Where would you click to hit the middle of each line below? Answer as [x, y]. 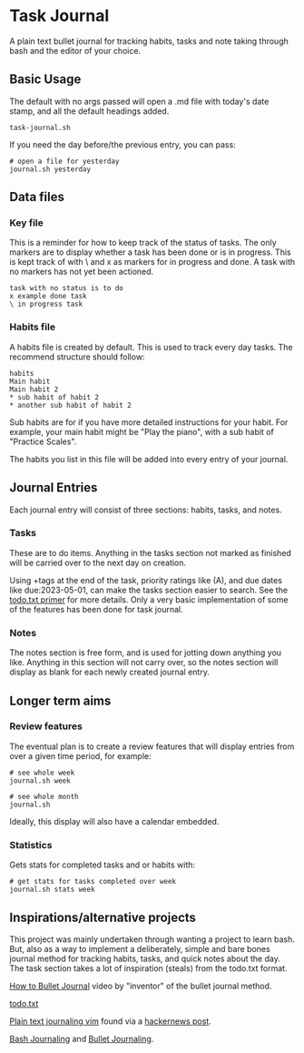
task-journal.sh [40, 127]
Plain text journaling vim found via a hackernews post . [110, 1021]
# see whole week [42, 773]
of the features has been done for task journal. [96, 609]
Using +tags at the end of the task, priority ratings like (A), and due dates [146, 580]
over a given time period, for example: [80, 755]
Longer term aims [60, 700]
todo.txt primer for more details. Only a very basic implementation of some [149, 599]
